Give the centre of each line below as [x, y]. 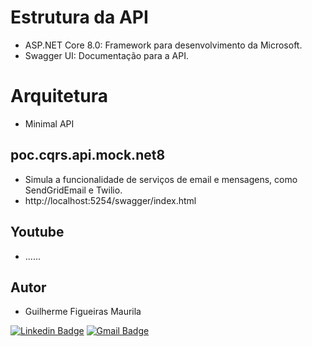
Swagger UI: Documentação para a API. [106, 55]
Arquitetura [59, 96]
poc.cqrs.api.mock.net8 [88, 155]
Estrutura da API [79, 17]
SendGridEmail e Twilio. [73, 190]
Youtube [37, 232]
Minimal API [49, 123]
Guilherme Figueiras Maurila [83, 312]
